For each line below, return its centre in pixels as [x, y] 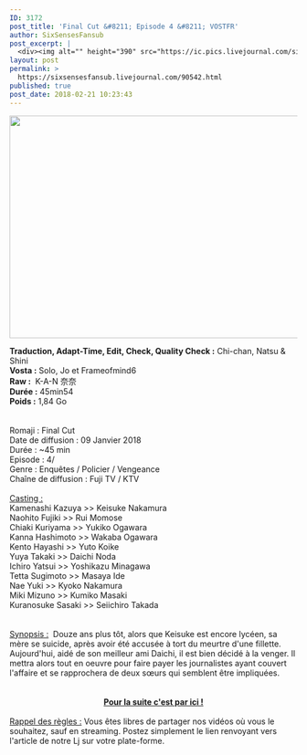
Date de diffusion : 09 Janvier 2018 [75, 440]
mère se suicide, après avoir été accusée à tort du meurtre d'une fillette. [145, 644]
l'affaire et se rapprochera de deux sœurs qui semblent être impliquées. [145, 673]
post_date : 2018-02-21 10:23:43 [71, 94]
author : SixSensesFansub [57, 35]
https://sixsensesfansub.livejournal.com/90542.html [120, 78]
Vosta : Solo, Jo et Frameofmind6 [73, 370]
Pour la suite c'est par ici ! [153, 702]
